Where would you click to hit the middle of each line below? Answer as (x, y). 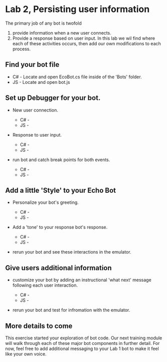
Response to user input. (37, 135)
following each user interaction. (45, 285)
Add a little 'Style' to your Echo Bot (61, 190)
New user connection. (35, 110)
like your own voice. (26, 354)
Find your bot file (32, 65)
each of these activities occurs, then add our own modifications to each (87, 43)
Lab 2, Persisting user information (77, 9)
